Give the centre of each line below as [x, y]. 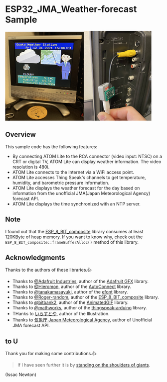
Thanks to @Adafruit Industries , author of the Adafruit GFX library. [80, 282]
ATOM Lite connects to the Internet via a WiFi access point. [73, 172]
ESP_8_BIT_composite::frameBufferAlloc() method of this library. [72, 242]
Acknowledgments [35, 257]
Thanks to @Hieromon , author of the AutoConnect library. [72, 286]
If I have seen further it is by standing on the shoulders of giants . [84, 365]
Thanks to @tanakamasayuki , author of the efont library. [70, 292]
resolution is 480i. [31, 167]
